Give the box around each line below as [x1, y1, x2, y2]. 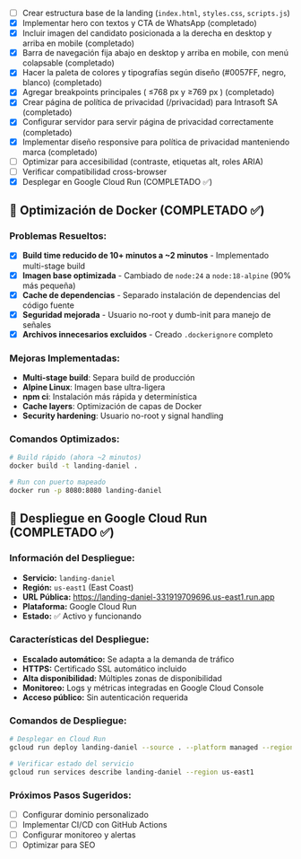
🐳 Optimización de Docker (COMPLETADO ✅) [9, 203, 265, 218]
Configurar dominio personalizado [21, 809, 150, 820]
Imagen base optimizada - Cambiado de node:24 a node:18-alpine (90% [21, 269, 291, 281]
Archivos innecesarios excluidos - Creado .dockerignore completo [21, 329, 273, 339]
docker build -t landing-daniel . [9, 461, 139, 470]
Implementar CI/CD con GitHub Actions [21, 819, 168, 829]
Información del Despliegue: [9, 552, 136, 565]
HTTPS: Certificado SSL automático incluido [21, 663, 187, 674]
